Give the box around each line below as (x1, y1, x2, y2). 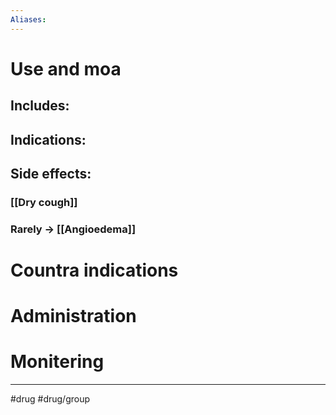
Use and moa (10, 57, 122, 80)
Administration (10, 305, 137, 328)
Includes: (10, 97, 70, 115)
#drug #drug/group (10, 393, 90, 405)
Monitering (10, 351, 105, 373)
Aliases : (10, 14, 47, 25)
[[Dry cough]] (10, 195, 78, 209)
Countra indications (10, 259, 179, 282)
